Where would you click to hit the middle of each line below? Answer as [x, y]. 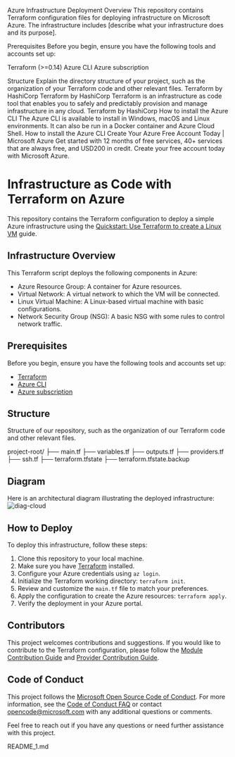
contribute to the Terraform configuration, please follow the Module [105, 650]
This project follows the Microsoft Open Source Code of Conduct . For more [116, 696]
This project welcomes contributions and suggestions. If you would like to [114, 642]
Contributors [36, 626]
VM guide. [22, 233]
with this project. [32, 732]
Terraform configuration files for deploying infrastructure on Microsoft [109, 18]
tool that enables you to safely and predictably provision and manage [107, 104]
